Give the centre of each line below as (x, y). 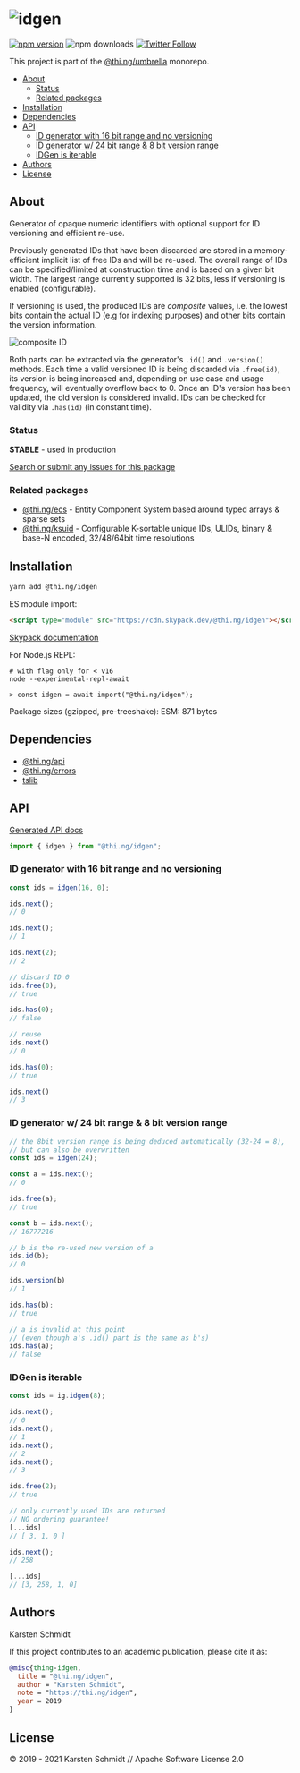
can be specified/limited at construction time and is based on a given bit (142, 269)
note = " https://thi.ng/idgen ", (78, 1693)
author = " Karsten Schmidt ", (71, 1684)
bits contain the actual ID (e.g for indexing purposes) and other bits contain (147, 315)
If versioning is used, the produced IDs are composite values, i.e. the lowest (149, 305)
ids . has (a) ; (31, 1346)
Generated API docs (46, 830)
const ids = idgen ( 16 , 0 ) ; (59, 887)
